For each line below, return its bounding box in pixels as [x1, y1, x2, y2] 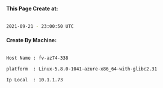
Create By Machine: [6, 36, 57, 43]
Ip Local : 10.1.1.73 [6, 77, 63, 83]
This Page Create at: [6, 5, 58, 12]
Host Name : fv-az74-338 [6, 55, 69, 61]
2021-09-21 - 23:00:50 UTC [6, 24, 74, 30]
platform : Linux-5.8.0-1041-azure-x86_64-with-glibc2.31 [6, 66, 158, 72]
